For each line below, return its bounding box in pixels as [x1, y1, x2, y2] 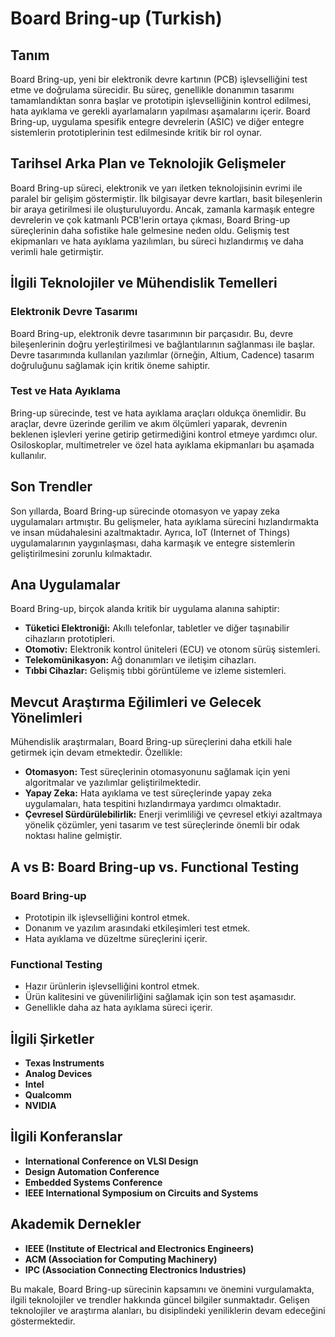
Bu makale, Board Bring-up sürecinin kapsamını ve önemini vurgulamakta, [10, 1283, 315, 1295]
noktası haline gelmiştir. [24, 830, 123, 842]
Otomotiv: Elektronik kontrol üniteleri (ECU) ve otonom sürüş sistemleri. [24, 643, 321, 656]
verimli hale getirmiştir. [10, 245, 104, 257]
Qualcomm [24, 1089, 72, 1101]
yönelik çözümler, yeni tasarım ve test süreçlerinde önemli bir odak [24, 819, 300, 831]
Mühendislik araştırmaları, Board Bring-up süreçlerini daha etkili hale [10, 736, 293, 748]
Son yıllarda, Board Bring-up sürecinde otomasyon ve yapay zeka [10, 505, 280, 517]
